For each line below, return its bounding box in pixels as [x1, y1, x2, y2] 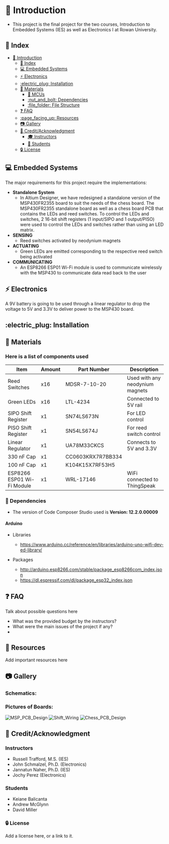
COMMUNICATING [12, 259, 53, 265]
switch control [127, 431, 161, 438]
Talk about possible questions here [5, 608, 78, 614]
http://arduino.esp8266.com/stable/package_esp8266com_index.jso [20, 566, 162, 572]
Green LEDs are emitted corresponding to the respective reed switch [20, 248, 162, 254]
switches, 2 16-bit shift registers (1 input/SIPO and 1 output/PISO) [20, 216, 155, 222]
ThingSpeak [127, 482, 156, 489]
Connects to [127, 439, 156, 446]
